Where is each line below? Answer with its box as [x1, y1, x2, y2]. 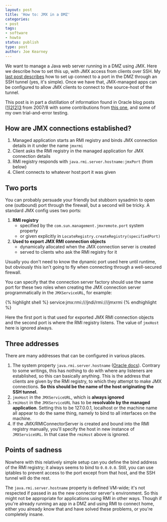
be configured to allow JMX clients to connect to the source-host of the [5, 84, 153, 90]
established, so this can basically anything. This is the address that [12, 373, 151, 379]
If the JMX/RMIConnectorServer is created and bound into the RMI [12, 421, 150, 427]
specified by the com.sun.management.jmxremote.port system [19, 223, 145, 229]
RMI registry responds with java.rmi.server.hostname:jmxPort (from [12, 158, 153, 165]
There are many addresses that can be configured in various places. [5, 353, 146, 359]
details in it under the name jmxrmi [12, 143, 83, 149]
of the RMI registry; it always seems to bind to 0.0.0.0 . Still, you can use [5, 464, 154, 470]
